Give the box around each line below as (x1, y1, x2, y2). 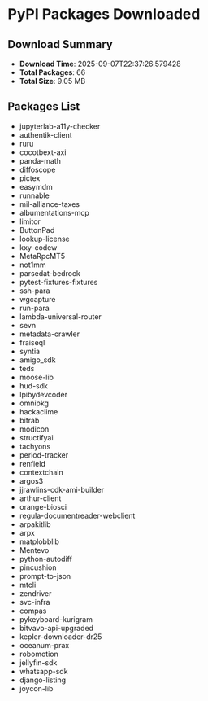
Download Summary (7, 37, 113, 51)
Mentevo (19, 545, 50, 554)
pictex (19, 173, 41, 183)
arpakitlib (19, 519, 51, 529)
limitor (19, 217, 41, 226)
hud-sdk (19, 380, 49, 391)
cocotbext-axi (19, 147, 67, 157)
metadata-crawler (19, 329, 80, 339)
